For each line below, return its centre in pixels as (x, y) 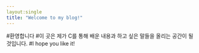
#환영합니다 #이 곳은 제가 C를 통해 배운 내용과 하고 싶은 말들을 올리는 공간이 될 (100, 36)
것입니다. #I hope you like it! (40, 43)
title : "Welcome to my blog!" (45, 18)
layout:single (24, 12)
